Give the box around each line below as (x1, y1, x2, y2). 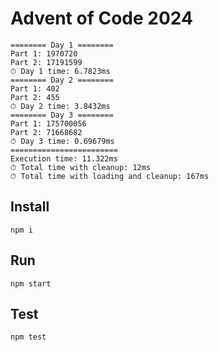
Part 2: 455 (10, 92, 60, 102)
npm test (10, 332, 47, 342)
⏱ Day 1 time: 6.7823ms (10, 66, 111, 76)
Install (10, 198, 50, 216)
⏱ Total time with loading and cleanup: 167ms (10, 171, 210, 181)
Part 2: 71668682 (10, 127, 83, 137)
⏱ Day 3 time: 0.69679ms (10, 136, 115, 146)
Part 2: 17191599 (10, 57, 83, 67)
